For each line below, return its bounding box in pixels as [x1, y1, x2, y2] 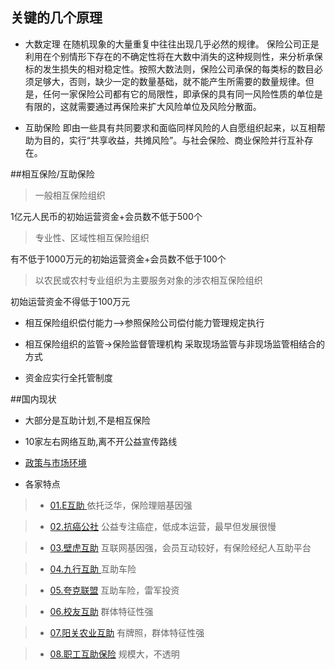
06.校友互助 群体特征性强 [49, 605, 154, 617]
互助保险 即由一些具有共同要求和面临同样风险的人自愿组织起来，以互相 [24, 121, 317, 133]
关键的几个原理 [10, 9, 103, 27]
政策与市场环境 [24, 456, 87, 468]
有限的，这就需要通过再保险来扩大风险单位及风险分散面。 [24, 100, 262, 112]
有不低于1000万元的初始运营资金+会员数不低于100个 [10, 253, 227, 265]
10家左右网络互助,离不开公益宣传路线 [24, 435, 178, 447]
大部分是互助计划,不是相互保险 [24, 414, 151, 426]
